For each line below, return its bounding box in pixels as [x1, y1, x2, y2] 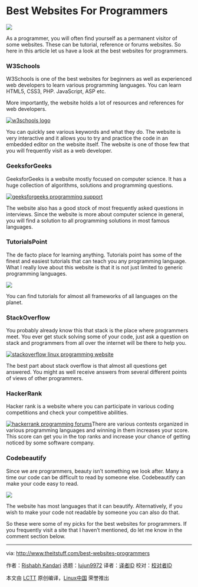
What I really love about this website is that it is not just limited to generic [6, 263, 183, 271]
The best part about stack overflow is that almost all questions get [6, 362, 167, 370]
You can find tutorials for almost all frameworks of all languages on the [6, 292, 178, 299]
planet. [6, 299, 23, 306]
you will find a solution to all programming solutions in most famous [6, 217, 170, 224]
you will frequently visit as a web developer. [6, 147, 113, 154]
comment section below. [6, 532, 66, 540]
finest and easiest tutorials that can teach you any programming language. [6, 258, 187, 265]
